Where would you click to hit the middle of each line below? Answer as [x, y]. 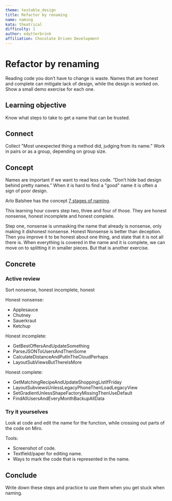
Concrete [20, 264]
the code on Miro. [24, 428]
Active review [23, 278]
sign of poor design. [27, 191]
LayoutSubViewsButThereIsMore [47, 362]
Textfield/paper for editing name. [47, 454]
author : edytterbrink [28, 34]
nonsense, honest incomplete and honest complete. [60, 216]
